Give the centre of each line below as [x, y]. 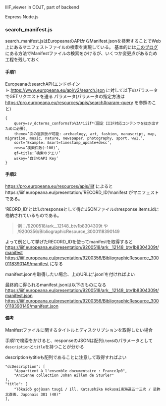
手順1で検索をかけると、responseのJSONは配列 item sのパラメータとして [79, 340]
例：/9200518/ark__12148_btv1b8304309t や [62, 226]
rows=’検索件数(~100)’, [37, 148]
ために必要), [17, 128]
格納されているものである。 [33, 215]
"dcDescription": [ [25, 366]
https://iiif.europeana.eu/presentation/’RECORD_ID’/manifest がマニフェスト [82, 192]
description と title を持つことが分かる [45, 347]
